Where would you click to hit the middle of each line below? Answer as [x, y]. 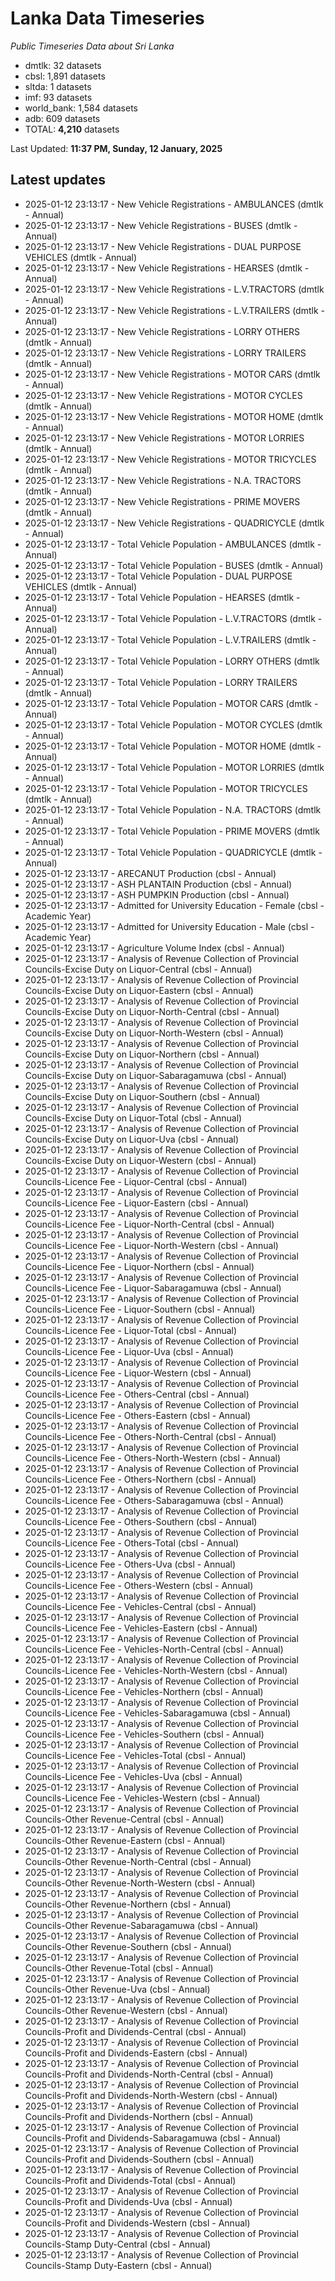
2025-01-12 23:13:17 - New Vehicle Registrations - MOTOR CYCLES [163, 395]
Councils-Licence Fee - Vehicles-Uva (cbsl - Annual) [133, 1776]
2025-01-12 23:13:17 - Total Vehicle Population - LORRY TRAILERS [161, 682]
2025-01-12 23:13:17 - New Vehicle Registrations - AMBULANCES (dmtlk [174, 204]
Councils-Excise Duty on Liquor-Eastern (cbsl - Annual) [139, 990]
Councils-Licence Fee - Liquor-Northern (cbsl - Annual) [139, 1266]
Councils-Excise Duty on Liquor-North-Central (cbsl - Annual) [152, 1011]
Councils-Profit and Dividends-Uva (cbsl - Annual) [128, 2201]
